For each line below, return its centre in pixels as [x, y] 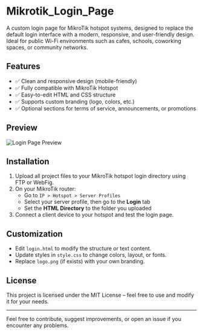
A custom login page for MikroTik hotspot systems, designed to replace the [100, 28]
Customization [35, 234]
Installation [28, 161]
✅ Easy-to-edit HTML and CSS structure [65, 95]
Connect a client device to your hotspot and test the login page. [94, 215]
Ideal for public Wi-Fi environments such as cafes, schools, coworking [94, 41]
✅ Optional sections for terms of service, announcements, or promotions [105, 108]
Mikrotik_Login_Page [60, 11]
